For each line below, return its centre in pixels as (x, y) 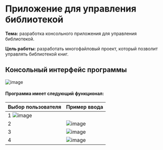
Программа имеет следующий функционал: (55, 93)
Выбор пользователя (35, 107)
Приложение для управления (71, 9)
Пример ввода (85, 107)
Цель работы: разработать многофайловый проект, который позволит (82, 48)
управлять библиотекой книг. (37, 54)
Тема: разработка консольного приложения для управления (71, 33)
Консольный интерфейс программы (66, 70)
